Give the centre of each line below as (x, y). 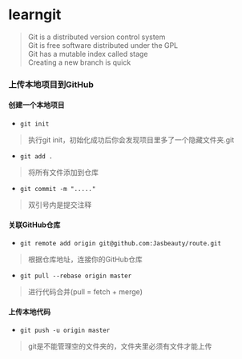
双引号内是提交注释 (60, 205)
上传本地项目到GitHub (51, 84)
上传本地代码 (29, 311)
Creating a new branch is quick (79, 62)
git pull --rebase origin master (76, 276)
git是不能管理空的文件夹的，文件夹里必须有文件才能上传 (120, 346)
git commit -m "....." (58, 189)
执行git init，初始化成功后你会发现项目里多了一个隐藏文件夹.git (131, 140)
